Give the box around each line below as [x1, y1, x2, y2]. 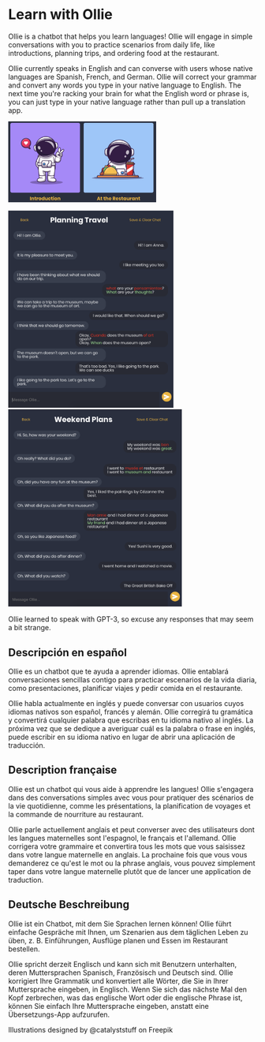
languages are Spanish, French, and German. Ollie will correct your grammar [8, 72, 257, 81]
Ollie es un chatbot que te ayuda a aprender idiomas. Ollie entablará [8, 667, 229, 676]
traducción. [8, 741, 46, 750]
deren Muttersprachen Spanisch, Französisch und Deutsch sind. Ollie [8, 968, 233, 977]
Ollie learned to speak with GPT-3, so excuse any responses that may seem [8, 614, 254, 624]
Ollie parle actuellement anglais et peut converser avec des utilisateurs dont [8, 824, 255, 834]
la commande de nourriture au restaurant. [8, 809, 144, 819]
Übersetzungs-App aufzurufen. [8, 1010, 110, 1019]
